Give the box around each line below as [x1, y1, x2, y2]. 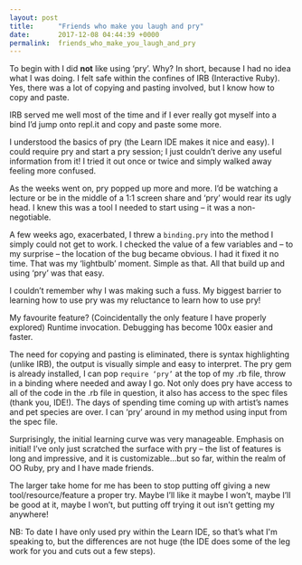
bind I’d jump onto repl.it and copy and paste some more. [9, 119, 222, 130]
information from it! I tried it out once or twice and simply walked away [9, 155, 272, 167]
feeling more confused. [9, 165, 97, 176]
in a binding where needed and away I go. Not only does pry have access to [9, 378, 293, 389]
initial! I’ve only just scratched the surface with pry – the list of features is [9, 444, 282, 455]
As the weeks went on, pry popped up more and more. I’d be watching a [9, 183, 278, 194]
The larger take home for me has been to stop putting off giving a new [9, 480, 271, 491]
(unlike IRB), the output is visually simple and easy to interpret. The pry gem [9, 359, 292, 370]
